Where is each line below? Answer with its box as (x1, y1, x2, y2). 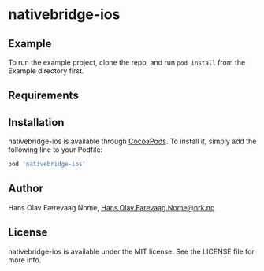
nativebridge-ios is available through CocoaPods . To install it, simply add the (8, 136, 257, 147)
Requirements (8, 89, 79, 102)
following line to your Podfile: (8, 145, 103, 154)
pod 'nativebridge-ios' (8, 160, 87, 169)
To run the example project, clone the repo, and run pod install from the (8, 58, 246, 67)
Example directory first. (8, 66, 84, 76)
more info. (8, 254, 42, 265)
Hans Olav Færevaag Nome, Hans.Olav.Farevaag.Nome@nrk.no (8, 202, 215, 212)
